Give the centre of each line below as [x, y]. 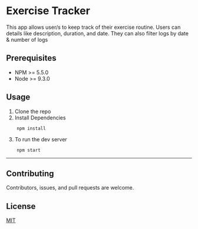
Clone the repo [33, 111]
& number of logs [27, 39]
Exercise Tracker [48, 11]
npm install [31, 128]
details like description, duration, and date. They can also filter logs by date [97, 33]
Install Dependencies [40, 117]
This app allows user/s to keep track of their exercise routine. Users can [93, 27]
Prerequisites [31, 58]
